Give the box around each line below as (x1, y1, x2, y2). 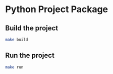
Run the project (5, 51, 54, 60)
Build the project (5, 24, 59, 32)
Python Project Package (5, 4, 108, 15)
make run (5, 64, 24, 69)
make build (5, 37, 28, 42)
